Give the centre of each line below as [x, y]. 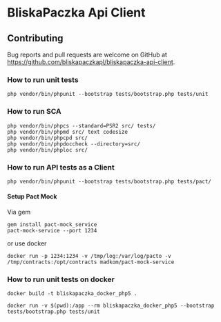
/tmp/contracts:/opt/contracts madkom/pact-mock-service [91, 262]
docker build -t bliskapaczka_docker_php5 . [72, 294]
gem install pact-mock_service [52, 225]
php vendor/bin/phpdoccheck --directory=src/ [74, 144]
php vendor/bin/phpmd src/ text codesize [68, 132]
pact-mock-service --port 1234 [52, 231]
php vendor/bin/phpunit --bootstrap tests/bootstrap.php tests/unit [108, 94]
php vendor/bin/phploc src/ [48, 150]
